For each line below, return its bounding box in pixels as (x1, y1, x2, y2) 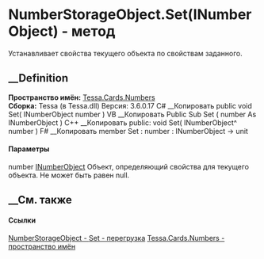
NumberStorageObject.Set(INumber (8, 6, 252, 24)
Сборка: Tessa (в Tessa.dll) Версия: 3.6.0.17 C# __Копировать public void (8, 101, 252, 110)
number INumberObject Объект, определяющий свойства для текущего (8, 162, 250, 171)
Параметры (8, 144, 50, 154)
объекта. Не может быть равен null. (8, 170, 130, 180)
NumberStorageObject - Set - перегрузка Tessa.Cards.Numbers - (8, 233, 225, 242)
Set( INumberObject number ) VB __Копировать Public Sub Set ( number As (8, 109, 257, 119)
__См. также (8, 193, 73, 207)
